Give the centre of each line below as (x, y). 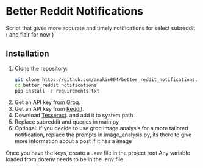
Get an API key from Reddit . (49, 109)
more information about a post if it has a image (73, 141)
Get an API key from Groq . (47, 102)
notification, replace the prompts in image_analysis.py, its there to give (103, 135)
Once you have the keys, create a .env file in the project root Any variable (98, 153)
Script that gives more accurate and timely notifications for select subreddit (101, 28)
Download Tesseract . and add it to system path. (74, 115)
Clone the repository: (41, 68)
